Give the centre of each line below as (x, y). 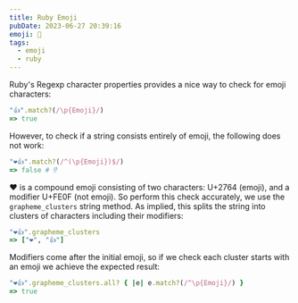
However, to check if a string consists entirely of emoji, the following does (145, 136)
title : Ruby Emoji (43, 17)
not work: (27, 145)
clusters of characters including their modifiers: (96, 215)
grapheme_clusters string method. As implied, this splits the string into (137, 206)
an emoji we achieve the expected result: (85, 267)
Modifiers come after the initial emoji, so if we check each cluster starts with (149, 257)
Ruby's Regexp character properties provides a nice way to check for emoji (148, 84)
